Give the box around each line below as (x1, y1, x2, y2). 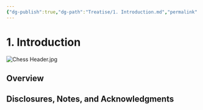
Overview (6, 73, 45, 83)
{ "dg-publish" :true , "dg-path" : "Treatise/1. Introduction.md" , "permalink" (6, 9, 198, 15)
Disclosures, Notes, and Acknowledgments (6, 94, 174, 105)
